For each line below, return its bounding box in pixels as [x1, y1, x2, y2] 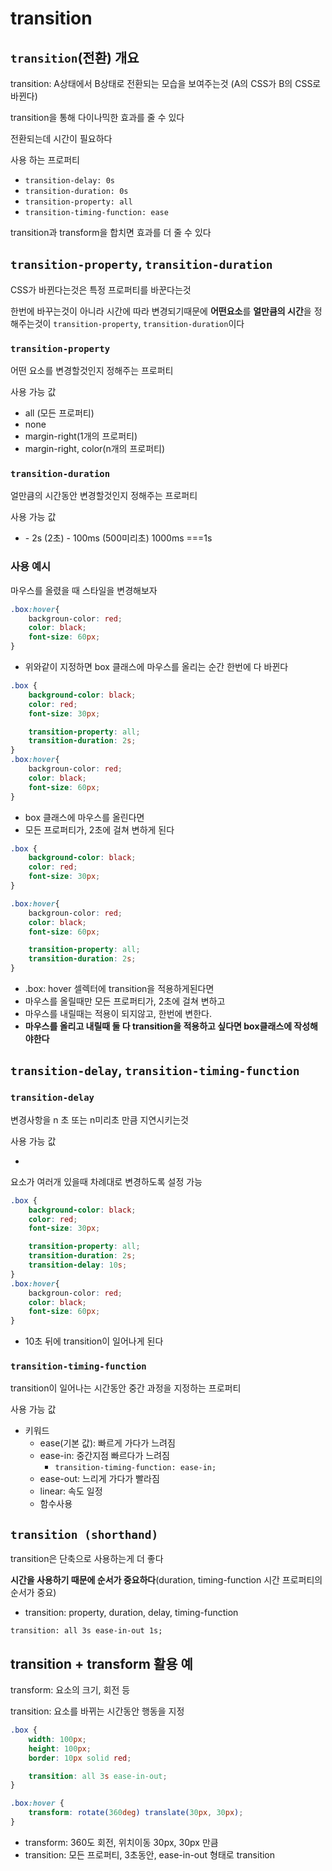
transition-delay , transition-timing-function [10, 1062, 300, 1079]
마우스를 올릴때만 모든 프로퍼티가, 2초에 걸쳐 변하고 [24, 995, 226, 1007]
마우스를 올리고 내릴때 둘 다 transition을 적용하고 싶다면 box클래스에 [24, 1020, 293, 1032]
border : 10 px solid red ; [28, 1753, 132, 1763]
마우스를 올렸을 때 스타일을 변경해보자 [10, 584, 158, 596]
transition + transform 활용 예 [10, 1655, 193, 1672]
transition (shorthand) [10, 1527, 159, 1542]
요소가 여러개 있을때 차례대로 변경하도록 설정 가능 [10, 1175, 203, 1187]
